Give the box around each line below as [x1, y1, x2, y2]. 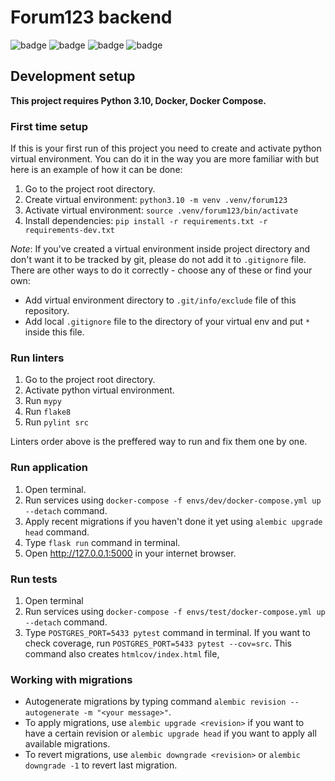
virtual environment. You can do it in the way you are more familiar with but [10, 153, 320, 165]
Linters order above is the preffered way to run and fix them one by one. [10, 436, 308, 448]
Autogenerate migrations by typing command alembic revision [24, 696, 287, 708]
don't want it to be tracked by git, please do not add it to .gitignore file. [10, 254, 307, 266]
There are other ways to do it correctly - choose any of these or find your [10, 264, 313, 276]
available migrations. [24, 738, 111, 750]
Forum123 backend [10, 6, 173, 29]
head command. [24, 526, 90, 538]
